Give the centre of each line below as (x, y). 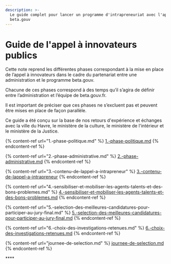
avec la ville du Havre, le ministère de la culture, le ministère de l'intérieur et (84, 126)
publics (21, 55)
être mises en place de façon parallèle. (46, 111)
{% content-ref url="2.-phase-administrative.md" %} (61, 156)
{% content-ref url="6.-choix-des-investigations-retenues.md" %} (75, 228)
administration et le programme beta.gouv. (50, 80)
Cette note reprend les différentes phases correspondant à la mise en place (84, 70)
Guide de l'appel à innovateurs (71, 44)
